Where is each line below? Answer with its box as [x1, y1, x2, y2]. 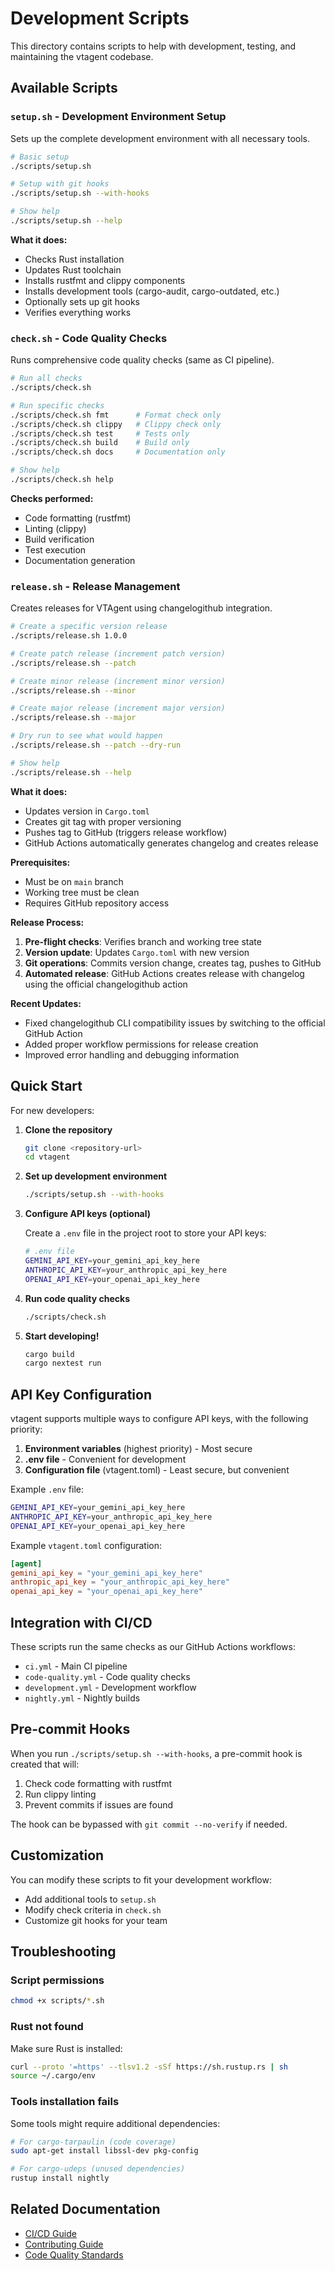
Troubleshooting [10, 1943, 117, 1961]
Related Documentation [10, 2201, 161, 2218]
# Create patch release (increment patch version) [10, 648, 226, 659]
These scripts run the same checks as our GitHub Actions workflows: [10, 1641, 296, 1653]
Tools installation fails [10, 2095, 120, 2109]
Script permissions [10, 1973, 105, 1987]
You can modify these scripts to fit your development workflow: [10, 1873, 272, 1886]
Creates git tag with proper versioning [24, 815, 182, 827]
